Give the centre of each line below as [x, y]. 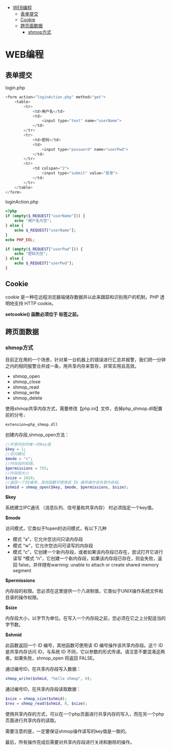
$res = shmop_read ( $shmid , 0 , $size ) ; [46, 703]
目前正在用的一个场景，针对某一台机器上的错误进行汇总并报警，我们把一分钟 [85, 360]
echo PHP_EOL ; [20, 240]
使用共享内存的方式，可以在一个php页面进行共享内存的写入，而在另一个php [85, 714]
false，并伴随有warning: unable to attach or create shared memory [89, 565]
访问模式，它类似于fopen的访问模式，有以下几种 [56, 529]
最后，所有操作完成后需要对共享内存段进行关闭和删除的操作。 [70, 742]
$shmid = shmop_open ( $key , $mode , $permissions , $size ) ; [67, 487]
